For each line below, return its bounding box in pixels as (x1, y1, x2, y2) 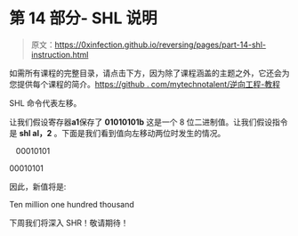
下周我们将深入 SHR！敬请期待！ (9, 217, 129, 228)
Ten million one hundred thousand (9, 199, 135, 209)
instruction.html (30, 49, 89, 60)
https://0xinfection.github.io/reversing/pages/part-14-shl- (54, 39, 267, 50)
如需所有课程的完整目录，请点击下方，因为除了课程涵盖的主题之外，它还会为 (9, 68, 290, 78)
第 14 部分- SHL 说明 (9, 8, 157, 28)
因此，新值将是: (9, 181, 67, 191)
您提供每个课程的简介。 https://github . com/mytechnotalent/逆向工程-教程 (9, 78, 280, 89)
